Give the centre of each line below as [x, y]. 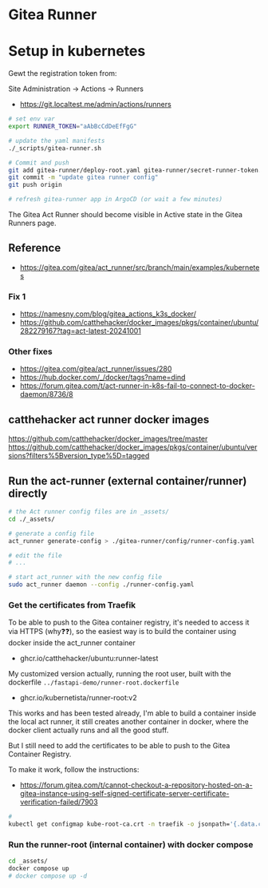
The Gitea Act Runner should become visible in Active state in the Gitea [126, 214]
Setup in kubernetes [77, 52]
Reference [35, 248]
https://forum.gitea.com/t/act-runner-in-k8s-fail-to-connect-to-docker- [137, 386]
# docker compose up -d [48, 876]
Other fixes [31, 351]
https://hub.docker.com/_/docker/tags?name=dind [102, 378]
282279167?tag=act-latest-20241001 [80, 331]
